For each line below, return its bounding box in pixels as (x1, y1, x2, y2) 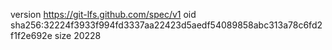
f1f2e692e (10, 30, 53, 41)
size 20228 (54, 30, 102, 41)
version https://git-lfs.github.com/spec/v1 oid (10, 9, 197, 20)
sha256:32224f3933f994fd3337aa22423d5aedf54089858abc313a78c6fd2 (10, 19, 323, 31)
